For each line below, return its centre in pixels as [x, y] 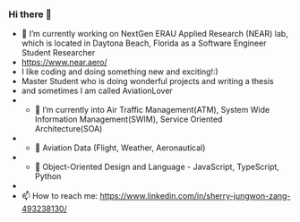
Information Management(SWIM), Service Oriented [129, 119]
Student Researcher [58, 53]
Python [48, 176]
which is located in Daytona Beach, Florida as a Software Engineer [144, 43]
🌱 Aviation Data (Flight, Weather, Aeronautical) [120, 148]
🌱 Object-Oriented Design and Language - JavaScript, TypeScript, [157, 167]
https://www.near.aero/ [64, 63]
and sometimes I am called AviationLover [97, 91]
